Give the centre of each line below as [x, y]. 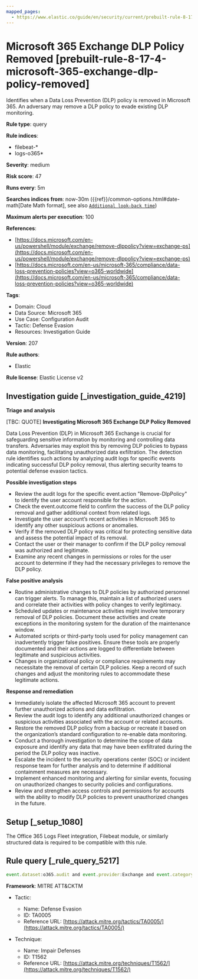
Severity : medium [28, 165]
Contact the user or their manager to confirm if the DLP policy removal [100, 544]
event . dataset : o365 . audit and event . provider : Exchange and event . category [100, 874]
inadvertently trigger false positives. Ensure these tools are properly [97, 642]
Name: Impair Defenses [52, 950]
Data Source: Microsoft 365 [48, 313]
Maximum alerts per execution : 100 [50, 217]
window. [25, 630]
